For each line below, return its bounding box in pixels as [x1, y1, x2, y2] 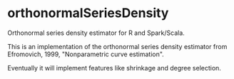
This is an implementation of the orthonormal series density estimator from [7, 42, 228, 51]
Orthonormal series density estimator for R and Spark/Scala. [7, 28, 185, 37]
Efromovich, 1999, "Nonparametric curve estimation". [7, 50, 164, 58]
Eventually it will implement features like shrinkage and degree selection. [7, 63, 221, 72]
